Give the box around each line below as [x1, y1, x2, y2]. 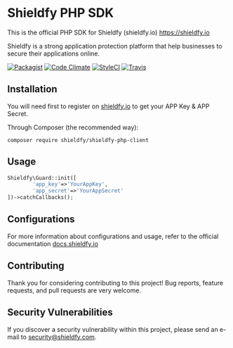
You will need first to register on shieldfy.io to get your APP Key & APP [7, 102, 210, 110]
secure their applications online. [7, 49, 100, 58]
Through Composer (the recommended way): [7, 123, 139, 131]
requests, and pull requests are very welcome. [7, 286, 142, 295]
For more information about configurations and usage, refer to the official [7, 232, 219, 240]
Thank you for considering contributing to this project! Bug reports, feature [7, 278, 223, 287]
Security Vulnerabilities [7, 307, 114, 318]
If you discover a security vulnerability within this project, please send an [7, 325, 219, 333]
